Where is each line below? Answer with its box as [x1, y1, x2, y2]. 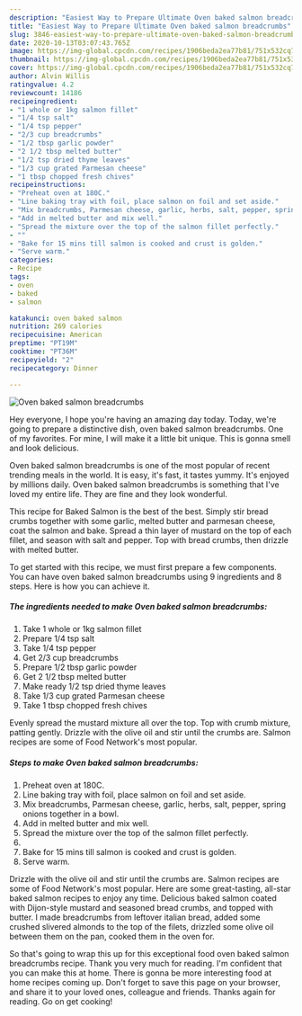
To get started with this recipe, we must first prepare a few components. [9, 561, 277, 572]
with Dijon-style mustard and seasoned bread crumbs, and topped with [9, 903, 274, 914]
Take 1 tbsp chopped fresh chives [22, 700, 148, 711]
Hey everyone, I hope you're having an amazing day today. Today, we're [9, 414, 277, 424]
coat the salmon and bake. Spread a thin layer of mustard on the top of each [9, 525, 292, 536]
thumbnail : [9, 55, 50, 64]
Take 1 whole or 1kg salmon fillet [22, 624, 142, 635]
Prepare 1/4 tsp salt [22, 633, 95, 644]
